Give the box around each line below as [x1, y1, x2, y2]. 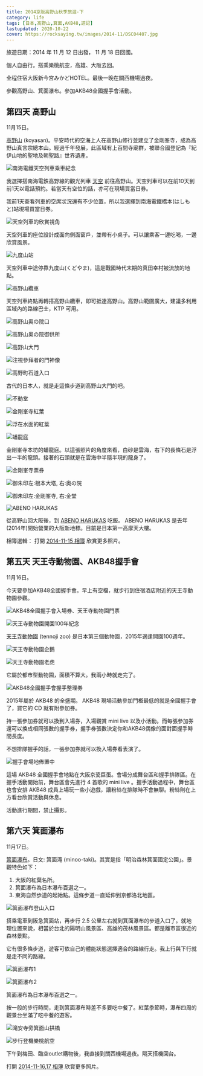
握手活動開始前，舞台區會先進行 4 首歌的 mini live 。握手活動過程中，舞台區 [6, 778, 195, 785]
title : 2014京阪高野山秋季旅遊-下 [6, 8, 84, 15]
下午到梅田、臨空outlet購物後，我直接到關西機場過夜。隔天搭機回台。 [6, 1049, 179, 1057]
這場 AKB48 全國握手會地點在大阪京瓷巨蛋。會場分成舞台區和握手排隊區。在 [6, 771, 196, 778]
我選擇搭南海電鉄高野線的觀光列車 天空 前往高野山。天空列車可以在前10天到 [6, 177, 195, 184]
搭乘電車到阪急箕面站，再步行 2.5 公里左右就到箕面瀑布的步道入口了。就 [6, 917, 187, 924]
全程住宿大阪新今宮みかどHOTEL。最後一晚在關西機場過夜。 [6, 74, 156, 82]
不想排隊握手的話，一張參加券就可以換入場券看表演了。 [6, 745, 144, 752]
